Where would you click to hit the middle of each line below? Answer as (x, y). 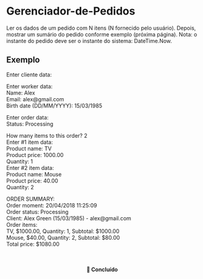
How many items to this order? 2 (47, 135)
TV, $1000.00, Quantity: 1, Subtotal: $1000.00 (63, 231)
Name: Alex (21, 93)
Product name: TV (29, 148)
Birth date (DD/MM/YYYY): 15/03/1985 (54, 106)
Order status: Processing (37, 212)
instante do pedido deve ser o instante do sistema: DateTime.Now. (89, 41)
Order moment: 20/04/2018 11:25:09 (52, 205)
